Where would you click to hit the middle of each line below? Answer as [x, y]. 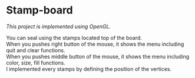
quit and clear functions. [36, 50]
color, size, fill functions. [36, 63]
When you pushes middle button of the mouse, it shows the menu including [98, 56]
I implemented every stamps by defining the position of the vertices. [89, 69]
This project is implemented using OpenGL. [58, 26]
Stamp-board [40, 10]
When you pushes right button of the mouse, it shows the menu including [95, 44]
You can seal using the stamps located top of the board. [74, 38]
